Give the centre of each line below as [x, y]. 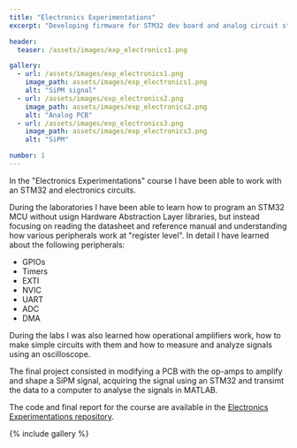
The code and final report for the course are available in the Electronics [139, 406]
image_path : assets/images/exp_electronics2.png [116, 107]
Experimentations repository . [62, 416]
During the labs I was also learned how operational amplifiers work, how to [145, 335]
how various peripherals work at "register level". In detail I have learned [139, 235]
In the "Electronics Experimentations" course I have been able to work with [145, 180]
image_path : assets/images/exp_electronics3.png [116, 132]
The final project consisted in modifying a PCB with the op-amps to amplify [146, 371]
